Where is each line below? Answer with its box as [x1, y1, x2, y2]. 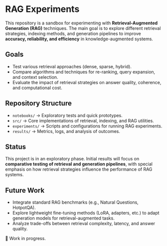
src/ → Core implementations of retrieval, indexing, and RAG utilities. [12, 118, 155, 123]
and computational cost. [12, 85, 62, 91]
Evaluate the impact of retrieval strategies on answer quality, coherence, [12, 79, 162, 85]
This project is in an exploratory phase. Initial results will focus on [5, 156, 140, 162]
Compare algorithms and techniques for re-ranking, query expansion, [12, 69, 156, 75]
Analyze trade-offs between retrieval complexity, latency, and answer [12, 221, 156, 227]
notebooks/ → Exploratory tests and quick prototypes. [12, 112, 123, 118]
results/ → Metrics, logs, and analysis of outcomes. [12, 128, 121, 134]
